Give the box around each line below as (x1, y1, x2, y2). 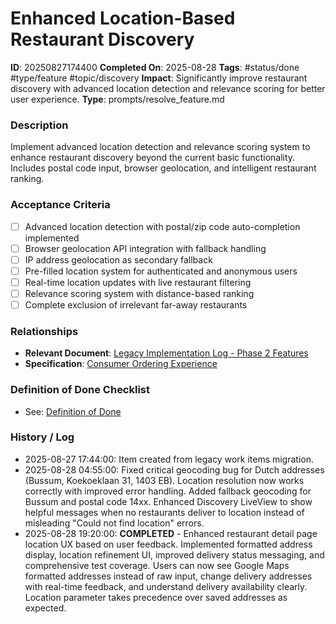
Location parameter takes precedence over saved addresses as (24, 591, 288, 603)
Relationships (10, 324, 79, 338)
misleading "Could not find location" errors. (24, 517, 205, 529)
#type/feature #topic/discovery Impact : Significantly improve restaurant (10, 72, 308, 84)
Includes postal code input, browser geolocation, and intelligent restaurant (10, 162, 317, 174)
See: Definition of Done (24, 405, 122, 417)
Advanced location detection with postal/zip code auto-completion (24, 220, 301, 232)
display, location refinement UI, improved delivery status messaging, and (24, 548, 325, 561)
